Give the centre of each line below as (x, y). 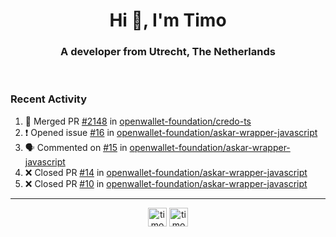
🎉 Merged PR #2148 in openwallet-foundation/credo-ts (138, 121)
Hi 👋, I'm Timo (168, 20)
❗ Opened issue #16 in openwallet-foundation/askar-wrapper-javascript (171, 132)
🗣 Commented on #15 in (76, 147)
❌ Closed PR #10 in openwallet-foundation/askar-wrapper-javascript (166, 183)
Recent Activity (49, 99)
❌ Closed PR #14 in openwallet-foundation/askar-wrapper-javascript (166, 172)
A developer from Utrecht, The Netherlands (168, 52)
